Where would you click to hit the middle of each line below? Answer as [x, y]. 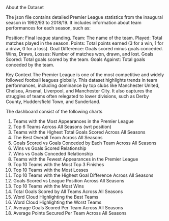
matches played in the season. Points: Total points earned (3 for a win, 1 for [85, 43]
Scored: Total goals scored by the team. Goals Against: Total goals [76, 59]
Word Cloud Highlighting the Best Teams [56, 197]
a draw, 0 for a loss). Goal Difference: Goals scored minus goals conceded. [84, 49]
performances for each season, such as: [48, 28]
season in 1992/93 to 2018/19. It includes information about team [74, 23]
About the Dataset [25, 7]
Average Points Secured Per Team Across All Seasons [70, 213]
